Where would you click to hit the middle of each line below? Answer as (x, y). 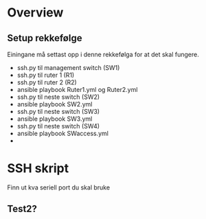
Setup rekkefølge (45, 38)
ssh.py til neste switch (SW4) (58, 126)
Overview (35, 13)
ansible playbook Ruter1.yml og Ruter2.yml (77, 90)
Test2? (22, 209)
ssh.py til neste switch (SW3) (58, 112)
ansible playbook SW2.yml (55, 104)
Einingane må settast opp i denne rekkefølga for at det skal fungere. (103, 54)
